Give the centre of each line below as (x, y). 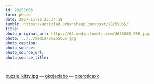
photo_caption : (21, 43)
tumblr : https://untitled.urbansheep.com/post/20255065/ (67, 24)
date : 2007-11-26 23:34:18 (34, 19)
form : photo (18, 15)
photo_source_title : (27, 57)
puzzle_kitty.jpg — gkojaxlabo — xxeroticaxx (52, 76)
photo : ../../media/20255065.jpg (41, 39)
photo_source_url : (25, 52)
